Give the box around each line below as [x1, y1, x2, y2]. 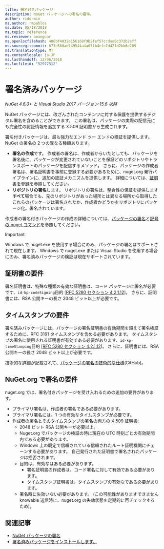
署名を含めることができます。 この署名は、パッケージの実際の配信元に [13, 118, 156, 123]
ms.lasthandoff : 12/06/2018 [5, 57, 62, 62]
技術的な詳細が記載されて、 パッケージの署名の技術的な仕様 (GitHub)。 [5, 359, 146, 366]
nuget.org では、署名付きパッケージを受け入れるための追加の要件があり [5, 389, 150, 395]
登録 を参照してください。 [20, 181, 72, 187]
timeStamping [5, 344, 32, 349]
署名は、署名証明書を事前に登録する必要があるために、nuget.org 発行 [12, 169, 153, 175]
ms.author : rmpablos [5, 20, 47, 26]
